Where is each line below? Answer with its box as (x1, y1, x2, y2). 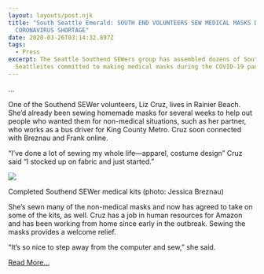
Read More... (8, 257, 49, 267)
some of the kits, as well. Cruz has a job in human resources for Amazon (8, 210, 243, 220)
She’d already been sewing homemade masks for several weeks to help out (8, 108, 253, 117)
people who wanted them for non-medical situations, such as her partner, (8, 116, 247, 126)
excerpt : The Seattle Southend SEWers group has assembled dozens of (8, 56, 241, 64)
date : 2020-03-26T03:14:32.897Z (8, 33, 114, 42)
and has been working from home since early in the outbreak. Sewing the (8, 218, 246, 228)
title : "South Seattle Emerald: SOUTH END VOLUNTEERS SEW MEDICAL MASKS (8, 19, 251, 27)
